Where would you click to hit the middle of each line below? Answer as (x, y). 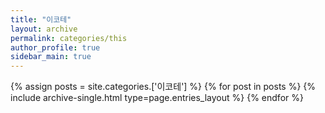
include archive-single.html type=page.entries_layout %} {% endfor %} (157, 98)
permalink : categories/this (69, 38)
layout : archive (44, 29)
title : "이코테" (41, 19)
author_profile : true (55, 47)
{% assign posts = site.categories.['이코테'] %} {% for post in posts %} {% (163, 87)
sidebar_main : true (51, 57)
